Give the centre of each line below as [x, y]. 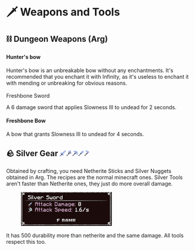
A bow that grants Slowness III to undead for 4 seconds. [75, 134]
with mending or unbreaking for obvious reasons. [66, 83]
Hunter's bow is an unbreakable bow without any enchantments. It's [90, 70]
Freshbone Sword [28, 95]
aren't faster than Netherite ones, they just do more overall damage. [89, 184]
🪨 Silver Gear [32, 154]
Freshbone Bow [26, 121]
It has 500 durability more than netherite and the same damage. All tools [95, 235]
